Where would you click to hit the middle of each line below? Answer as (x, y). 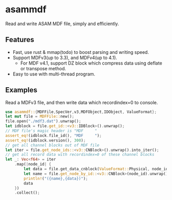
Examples (21, 90)
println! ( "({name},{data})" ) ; (56, 178)
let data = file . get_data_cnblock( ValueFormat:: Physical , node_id (96, 169)
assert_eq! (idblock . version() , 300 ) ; (46, 140)
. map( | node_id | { (33, 164)
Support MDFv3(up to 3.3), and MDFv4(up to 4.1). (65, 57)
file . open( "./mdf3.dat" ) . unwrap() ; (43, 122)
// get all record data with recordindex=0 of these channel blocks (80, 155)
